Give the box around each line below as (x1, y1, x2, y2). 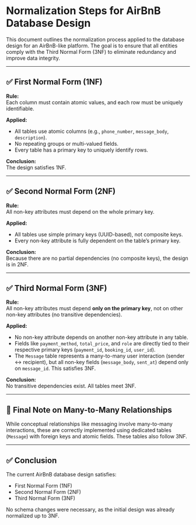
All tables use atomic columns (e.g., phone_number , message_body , (14, 128, 169, 135)
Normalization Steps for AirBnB (6, 4, 162, 18)
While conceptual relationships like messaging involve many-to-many (6, 420, 173, 428)
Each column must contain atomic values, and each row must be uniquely (6, 98, 183, 106)
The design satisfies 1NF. (6, 164, 66, 171)
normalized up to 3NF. (6, 512, 60, 519)
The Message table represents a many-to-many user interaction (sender (14, 352, 185, 359)
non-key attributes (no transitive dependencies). (6, 311, 123, 318)
